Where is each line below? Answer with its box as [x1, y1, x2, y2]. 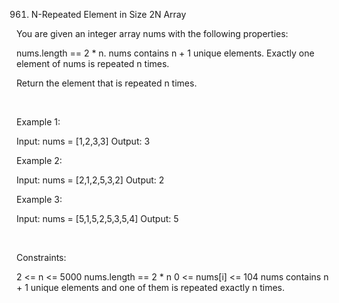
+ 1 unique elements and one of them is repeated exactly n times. [16, 282, 286, 293]
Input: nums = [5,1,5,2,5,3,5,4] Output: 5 [16, 213, 179, 224]
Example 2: [16, 155, 63, 166]
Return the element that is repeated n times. [16, 77, 198, 89]
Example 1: [16, 116, 61, 128]
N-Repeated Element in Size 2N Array [30, 9, 187, 20]
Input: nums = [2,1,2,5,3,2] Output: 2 [16, 174, 165, 186]
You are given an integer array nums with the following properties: [16, 28, 289, 39]
